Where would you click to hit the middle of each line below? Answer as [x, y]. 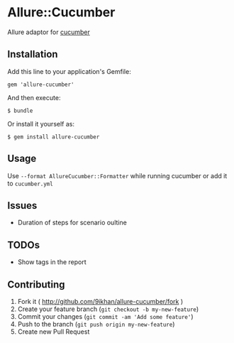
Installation [33, 54]
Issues [22, 206]
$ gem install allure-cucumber [54, 137]
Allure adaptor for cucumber [49, 32]
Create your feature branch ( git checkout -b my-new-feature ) [108, 309]
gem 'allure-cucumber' [41, 85]
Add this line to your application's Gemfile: [69, 71]
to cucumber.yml [30, 183]
